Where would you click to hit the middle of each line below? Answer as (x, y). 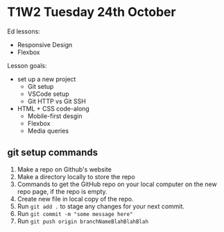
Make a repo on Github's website (64, 169)
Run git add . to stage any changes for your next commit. (101, 206)
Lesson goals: (27, 65)
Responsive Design (45, 44)
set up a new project (46, 79)
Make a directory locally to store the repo (76, 176)
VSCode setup (48, 94)
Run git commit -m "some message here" (75, 213)
